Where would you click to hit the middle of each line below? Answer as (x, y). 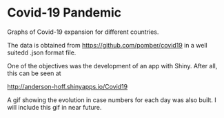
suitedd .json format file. (42, 52)
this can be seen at (34, 73)
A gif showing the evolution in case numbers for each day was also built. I (112, 100)
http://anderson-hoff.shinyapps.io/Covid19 (68, 86)
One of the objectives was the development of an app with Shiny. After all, (112, 66)
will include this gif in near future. (54, 107)
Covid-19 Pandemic (64, 13)
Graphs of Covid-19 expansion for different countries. (83, 32)
